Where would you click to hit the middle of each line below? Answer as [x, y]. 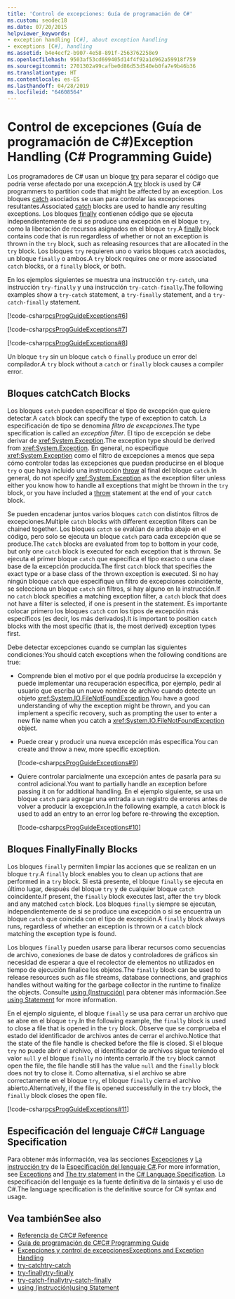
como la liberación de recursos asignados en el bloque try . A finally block [113, 229]
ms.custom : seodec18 [38, 20]
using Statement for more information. [62, 999]
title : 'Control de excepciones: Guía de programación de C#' [100, 14]
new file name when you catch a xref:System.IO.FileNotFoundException [121, 720]
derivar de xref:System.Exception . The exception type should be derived [111, 440]
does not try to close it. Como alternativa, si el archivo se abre [97, 1073]
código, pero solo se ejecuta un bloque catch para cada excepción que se [114, 536]
